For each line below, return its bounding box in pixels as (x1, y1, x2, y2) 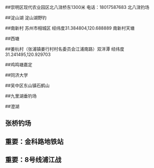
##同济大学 (5, 72, 28, 78)
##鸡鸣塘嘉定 (5, 62, 33, 67)
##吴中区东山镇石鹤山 (5, 83, 50, 88)
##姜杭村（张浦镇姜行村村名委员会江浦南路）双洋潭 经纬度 (5, 46, 124, 52)
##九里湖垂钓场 (5, 93, 37, 99)
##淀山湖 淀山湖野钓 (5, 15, 47, 21)
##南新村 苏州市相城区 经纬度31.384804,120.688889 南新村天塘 (5, 25, 135, 31)
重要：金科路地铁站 (5, 137, 64, 146)
